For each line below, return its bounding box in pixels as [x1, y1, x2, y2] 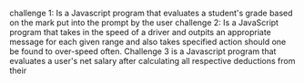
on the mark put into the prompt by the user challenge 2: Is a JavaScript [9, 17, 279, 28]
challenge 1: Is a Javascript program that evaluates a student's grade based [9, 8, 293, 18]
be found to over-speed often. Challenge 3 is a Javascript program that [9, 46, 277, 57]
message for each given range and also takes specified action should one [9, 36, 287, 47]
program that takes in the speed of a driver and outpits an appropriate [9, 27, 271, 37]
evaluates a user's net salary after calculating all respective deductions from [9, 56, 296, 66]
